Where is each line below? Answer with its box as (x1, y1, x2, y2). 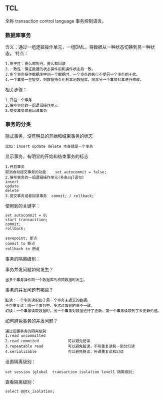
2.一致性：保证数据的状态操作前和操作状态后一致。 (5, 67, 95, 72)
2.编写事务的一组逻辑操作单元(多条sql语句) (5, 175, 84, 180)
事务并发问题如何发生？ (5, 267, 53, 273)
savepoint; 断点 (5, 236, 37, 241)
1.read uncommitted (5, 333, 46, 338)
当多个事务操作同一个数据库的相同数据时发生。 (5, 278, 87, 283)
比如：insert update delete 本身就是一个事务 (5, 144, 93, 149)
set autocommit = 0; (5, 213, 48, 218)
